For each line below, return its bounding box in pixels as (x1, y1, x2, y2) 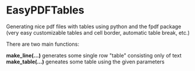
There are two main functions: (6, 40, 80, 48)
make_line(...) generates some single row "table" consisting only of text (6, 52, 182, 59)
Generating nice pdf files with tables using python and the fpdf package (6, 23, 181, 30)
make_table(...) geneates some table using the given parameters (6, 58, 165, 65)
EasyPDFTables (6, 4, 84, 17)
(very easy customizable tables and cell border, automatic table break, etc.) (6, 29, 190, 36)
